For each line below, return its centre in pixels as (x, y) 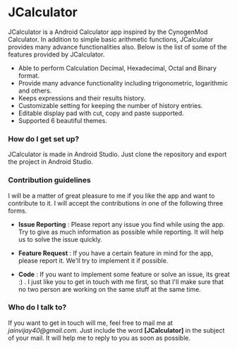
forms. (18, 211)
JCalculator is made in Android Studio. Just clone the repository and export (117, 154)
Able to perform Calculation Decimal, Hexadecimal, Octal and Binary (117, 68)
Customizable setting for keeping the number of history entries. (110, 105)
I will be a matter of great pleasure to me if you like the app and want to (111, 196)
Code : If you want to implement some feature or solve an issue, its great (124, 274)
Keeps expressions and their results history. (82, 98)
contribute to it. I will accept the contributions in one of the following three (116, 203)
